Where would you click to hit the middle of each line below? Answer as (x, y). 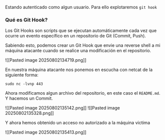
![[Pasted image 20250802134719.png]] (46, 60)
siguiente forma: (22, 75)
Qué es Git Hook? (27, 20)
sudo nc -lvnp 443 (24, 84)
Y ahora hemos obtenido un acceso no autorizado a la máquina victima (78, 123)
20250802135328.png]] (29, 113)
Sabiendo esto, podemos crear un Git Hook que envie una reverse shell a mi (83, 45)
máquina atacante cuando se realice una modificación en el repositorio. (78, 51)
